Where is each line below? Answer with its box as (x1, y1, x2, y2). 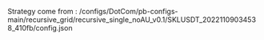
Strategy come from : (7, 7, 78, 16)
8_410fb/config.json (7, 24, 73, 32)
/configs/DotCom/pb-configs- (78, 7, 178, 16)
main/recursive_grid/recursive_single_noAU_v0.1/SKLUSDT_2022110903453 (7, 15, 257, 24)
